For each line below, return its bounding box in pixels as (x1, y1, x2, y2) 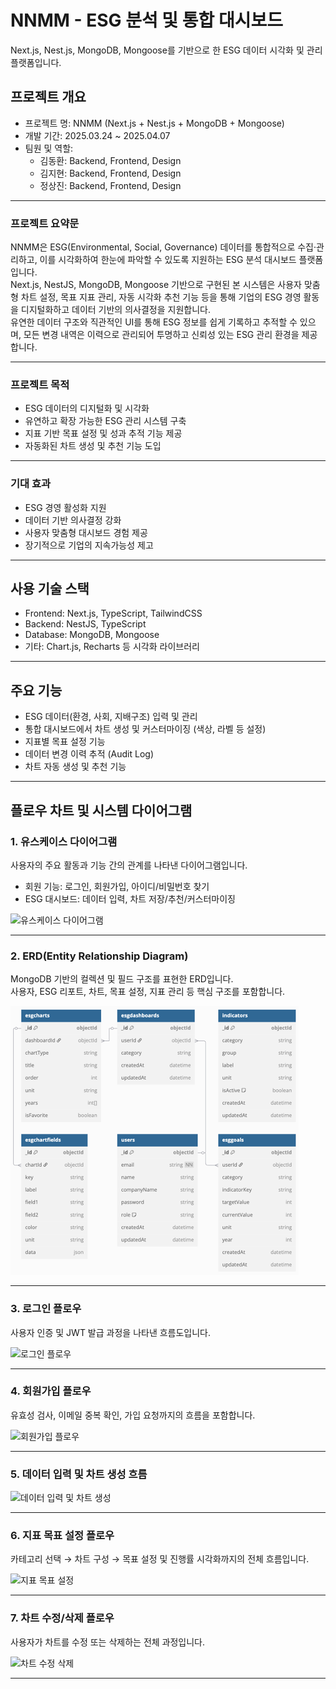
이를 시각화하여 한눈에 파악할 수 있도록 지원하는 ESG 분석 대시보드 (39, 254, 297, 266)
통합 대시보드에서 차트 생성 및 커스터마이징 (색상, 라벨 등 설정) (24, 723, 267, 735)
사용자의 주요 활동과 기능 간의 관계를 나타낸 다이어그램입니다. (10, 859, 248, 871)
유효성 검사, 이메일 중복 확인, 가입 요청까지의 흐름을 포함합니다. (10, 1409, 256, 1421)
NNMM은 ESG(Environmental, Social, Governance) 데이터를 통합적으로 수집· (10, 241, 317, 253)
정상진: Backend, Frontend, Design (39, 179, 182, 191)
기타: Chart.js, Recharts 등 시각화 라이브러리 (24, 641, 200, 653)
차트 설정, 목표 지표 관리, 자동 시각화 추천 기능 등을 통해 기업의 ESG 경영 (20, 291, 302, 303)
